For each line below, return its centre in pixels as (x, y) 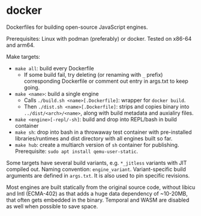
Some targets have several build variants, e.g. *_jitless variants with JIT (97, 163)
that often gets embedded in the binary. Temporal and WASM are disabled (98, 200)
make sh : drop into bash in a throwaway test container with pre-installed (103, 132)
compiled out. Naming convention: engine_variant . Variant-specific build (96, 169)
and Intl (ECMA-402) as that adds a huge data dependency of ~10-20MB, (97, 193)
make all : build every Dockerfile (54, 68)
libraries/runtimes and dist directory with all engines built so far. (94, 138)
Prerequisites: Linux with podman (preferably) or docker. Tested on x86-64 (99, 38)
